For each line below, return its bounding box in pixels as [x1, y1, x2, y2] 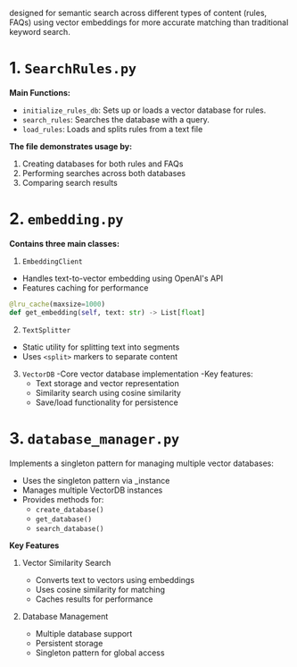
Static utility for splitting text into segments [21, 342, 180, 352]
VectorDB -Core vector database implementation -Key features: [21, 368, 253, 379]
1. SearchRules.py [9, 58, 136, 79]
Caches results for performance [35, 594, 153, 604]
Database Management [21, 611, 109, 621]
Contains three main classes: [9, 238, 120, 249]
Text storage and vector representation [35, 377, 180, 388]
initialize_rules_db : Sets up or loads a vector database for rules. [21, 105, 267, 115]
